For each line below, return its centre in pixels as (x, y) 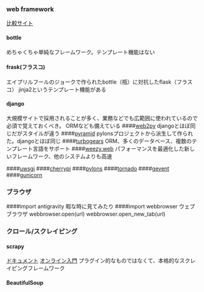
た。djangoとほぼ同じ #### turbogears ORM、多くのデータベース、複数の (99, 141)
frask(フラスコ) (26, 67)
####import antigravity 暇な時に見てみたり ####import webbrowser (92, 206)
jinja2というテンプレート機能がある (62, 89)
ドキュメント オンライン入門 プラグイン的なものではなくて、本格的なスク (98, 261)
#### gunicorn (24, 175)
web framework (30, 9)
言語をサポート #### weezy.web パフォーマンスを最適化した (108, 148)
